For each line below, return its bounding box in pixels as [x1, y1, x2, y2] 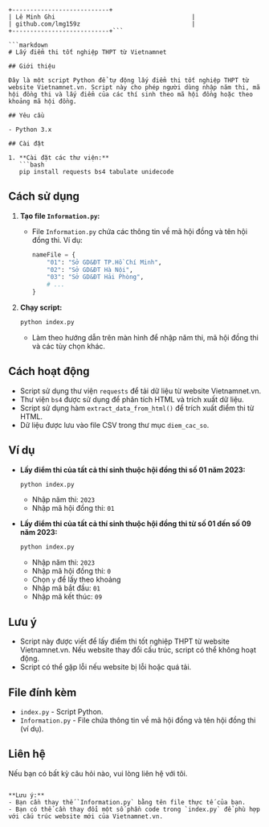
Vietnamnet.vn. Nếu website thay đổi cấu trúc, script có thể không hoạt [19, 645, 257, 655]
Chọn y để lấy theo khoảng [31, 574, 121, 585]
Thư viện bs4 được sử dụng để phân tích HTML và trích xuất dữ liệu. [19, 394, 245, 404]
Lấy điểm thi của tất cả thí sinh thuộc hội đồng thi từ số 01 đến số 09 [19, 519, 251, 529]
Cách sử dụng [8, 190, 80, 204]
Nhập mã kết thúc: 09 [31, 592, 103, 602]
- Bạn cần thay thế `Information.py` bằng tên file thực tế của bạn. [8, 798, 247, 806]
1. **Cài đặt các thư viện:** [8, 154, 110, 162]
